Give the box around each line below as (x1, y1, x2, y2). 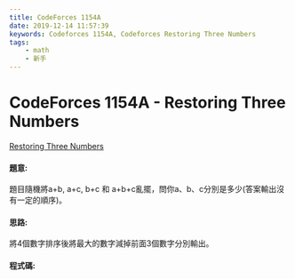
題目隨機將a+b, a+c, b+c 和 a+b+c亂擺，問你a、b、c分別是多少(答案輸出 (9, 184, 277, 195)
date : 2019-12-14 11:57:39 (9, 21, 109, 30)
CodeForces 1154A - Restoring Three (9, 92, 286, 113)
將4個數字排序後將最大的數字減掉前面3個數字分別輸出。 (9, 238, 214, 249)
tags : (9, 37, 29, 47)
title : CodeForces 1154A (9, 12, 101, 22)
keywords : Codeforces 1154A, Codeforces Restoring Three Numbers (9, 29, 256, 38)
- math (25, 46, 50, 55)
